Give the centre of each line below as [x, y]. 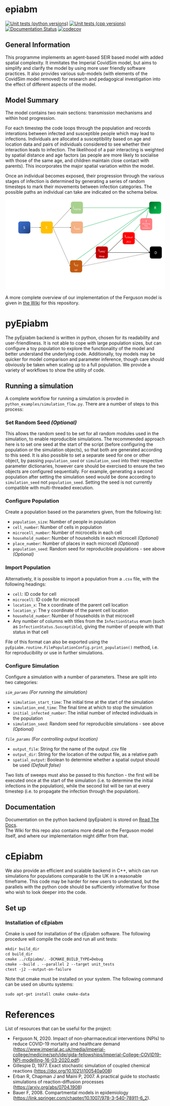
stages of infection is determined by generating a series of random [75, 181]
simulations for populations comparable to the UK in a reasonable [74, 876]
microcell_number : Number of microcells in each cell [67, 533]
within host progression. [30, 118]
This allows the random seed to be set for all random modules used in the [82, 434]
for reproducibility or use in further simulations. [55, 652]
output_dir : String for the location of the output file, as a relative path [85, 754]
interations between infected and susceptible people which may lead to [80, 133]
